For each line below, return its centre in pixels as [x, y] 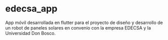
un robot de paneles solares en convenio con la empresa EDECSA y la [78, 27]
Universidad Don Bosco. [30, 33]
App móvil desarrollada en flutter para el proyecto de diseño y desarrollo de [84, 22]
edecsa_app [31, 9]
